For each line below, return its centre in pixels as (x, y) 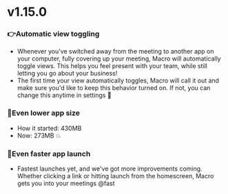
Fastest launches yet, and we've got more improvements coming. (110, 169)
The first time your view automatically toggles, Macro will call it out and (118, 80)
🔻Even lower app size (44, 113)
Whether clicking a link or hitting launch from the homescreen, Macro (115, 176)
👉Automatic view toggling (53, 34)
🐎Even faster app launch (49, 153)
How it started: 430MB (49, 128)
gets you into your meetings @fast (66, 184)
